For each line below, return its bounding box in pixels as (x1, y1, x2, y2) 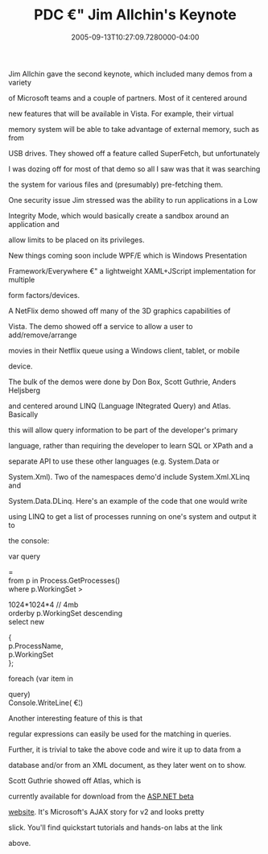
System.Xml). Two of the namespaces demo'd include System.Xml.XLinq (8, 472, 250, 481)
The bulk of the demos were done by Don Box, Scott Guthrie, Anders (8, 377, 237, 386)
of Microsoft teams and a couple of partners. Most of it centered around (8, 93, 248, 102)
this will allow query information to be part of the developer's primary (8, 425, 238, 435)
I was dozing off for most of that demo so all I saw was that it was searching (8, 163, 261, 174)
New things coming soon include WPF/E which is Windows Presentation (8, 250, 248, 260)
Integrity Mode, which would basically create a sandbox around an (8, 211, 229, 221)
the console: (8, 535, 50, 545)
